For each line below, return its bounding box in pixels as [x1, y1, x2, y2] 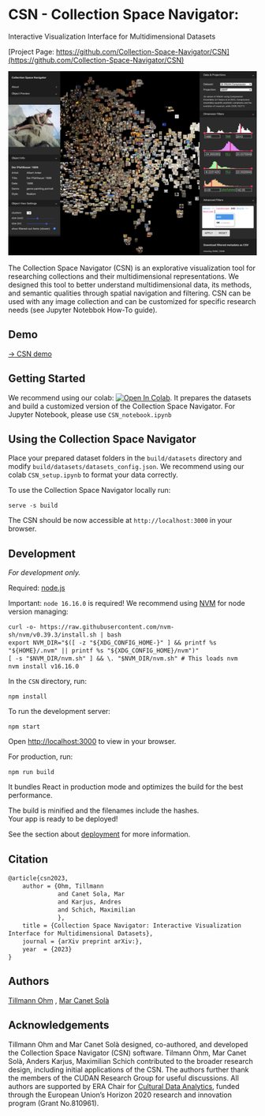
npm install [8, 693, 47, 701]
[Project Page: [8, 47, 55, 56]
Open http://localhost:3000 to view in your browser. [8, 737, 177, 746]
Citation [8, 852, 49, 866]
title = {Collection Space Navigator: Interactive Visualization [22, 922, 242, 930]
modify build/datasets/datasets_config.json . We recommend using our [8, 462, 244, 472]
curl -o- [8, 623, 37, 631]
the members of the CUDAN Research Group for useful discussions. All [8, 1073, 239, 1083]
